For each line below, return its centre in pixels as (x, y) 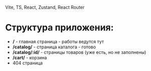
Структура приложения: (60, 28)
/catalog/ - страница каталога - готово (54, 47)
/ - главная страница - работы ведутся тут (58, 41)
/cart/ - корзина (30, 57)
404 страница (27, 63)
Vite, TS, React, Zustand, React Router (45, 7)
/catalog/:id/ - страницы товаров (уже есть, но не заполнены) (79, 52)
